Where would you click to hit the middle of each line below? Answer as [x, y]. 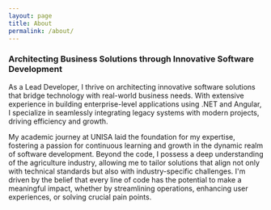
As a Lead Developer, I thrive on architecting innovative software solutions [132, 86]
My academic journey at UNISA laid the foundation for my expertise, [122, 136]
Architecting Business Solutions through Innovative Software [131, 59]
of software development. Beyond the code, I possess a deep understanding [136, 153]
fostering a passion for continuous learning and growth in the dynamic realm [136, 145]
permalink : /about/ [41, 31]
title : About [30, 23]
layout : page [30, 16]
